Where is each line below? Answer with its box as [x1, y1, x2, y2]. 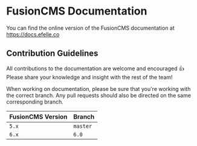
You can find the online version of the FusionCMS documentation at [6, 24, 175, 32]
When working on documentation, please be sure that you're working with [6, 85, 191, 92]
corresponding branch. [6, 98, 63, 105]
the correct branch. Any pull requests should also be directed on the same [6, 91, 192, 99]
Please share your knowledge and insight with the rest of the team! [6, 73, 173, 81]
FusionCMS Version [9, 112, 68, 121]
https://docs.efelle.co [6, 30, 60, 38]
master [73, 122, 92, 130]
